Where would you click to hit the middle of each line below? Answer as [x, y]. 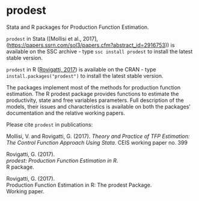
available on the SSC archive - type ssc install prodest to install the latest [99, 51]
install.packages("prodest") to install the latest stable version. [85, 76]
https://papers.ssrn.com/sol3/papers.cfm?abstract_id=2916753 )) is [91, 45]
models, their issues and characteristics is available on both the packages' [99, 106]
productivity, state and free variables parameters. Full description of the [95, 100]
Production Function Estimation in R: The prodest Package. [79, 185]
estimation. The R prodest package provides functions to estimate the [93, 94]
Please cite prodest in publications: [50, 124]
